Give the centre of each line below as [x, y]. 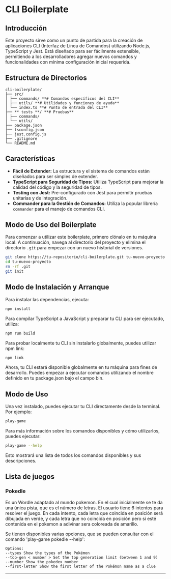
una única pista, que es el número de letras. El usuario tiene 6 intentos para [84, 508]
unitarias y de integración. [40, 198]
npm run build [20, 333]
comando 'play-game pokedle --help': [45, 539]
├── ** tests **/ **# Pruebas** [39, 112]
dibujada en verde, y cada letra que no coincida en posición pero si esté [81, 518]
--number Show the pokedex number [42, 562]
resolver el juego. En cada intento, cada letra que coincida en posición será [84, 513]
